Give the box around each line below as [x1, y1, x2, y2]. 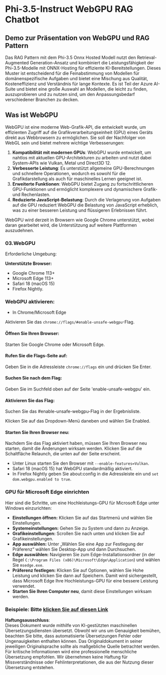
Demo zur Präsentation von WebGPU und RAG [5, 34, 150, 42]
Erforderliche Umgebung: [5, 251, 57, 257]
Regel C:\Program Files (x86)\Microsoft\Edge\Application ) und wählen [12, 557, 161, 563]
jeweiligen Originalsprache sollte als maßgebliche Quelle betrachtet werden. [5, 643, 160, 649]
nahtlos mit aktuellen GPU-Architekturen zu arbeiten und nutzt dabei [12, 154, 152, 160]
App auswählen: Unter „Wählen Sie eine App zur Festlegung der [12, 541, 144, 547]
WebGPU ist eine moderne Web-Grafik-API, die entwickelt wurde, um [5, 124, 146, 130]
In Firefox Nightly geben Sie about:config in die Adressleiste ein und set [12, 471, 159, 477]
